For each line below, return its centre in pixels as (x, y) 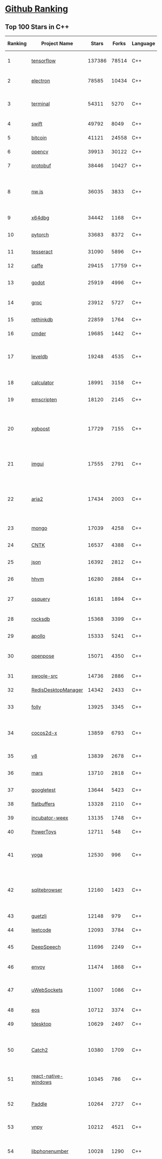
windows (41, 1082)
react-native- (47, 1076)
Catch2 (40, 1050)
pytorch (40, 235)
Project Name (57, 43)
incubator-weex (50, 818)
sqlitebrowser (47, 890)
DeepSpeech (46, 947)
